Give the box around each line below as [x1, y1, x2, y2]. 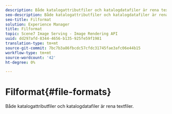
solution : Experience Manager [5, 21, 70, 27]
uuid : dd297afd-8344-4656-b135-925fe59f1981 [5, 36, 102, 41]
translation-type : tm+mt [5, 41, 58, 46]
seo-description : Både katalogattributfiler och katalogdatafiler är [5, 12, 157, 17]
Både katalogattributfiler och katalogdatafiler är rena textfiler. [5, 103, 134, 109]
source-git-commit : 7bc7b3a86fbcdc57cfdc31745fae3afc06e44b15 [5, 45, 141, 51]
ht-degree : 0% [5, 60, 36, 65]
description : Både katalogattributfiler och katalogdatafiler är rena [5, 7, 159, 13]
